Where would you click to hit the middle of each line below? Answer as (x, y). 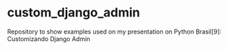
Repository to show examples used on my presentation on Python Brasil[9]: (114, 32)
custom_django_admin (74, 13)
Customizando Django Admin (49, 38)
